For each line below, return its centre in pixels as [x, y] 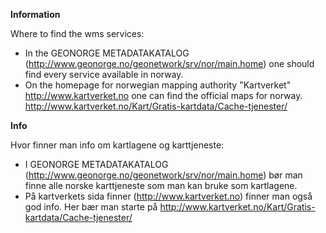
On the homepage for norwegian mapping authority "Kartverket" [158, 85]
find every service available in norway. [104, 74]
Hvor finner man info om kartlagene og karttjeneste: [117, 145]
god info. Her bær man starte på [91, 207]
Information [35, 14]
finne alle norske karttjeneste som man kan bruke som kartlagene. [161, 185]
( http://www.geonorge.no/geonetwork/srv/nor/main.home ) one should [169, 63]
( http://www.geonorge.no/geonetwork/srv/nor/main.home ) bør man [163, 175]
